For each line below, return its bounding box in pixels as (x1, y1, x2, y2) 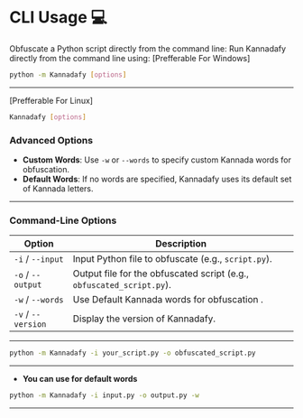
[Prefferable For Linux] (9, 95, 93, 106)
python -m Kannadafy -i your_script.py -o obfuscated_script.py (9, 348, 256, 358)
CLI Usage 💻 (9, 7, 108, 28)
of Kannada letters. (22, 182, 94, 194)
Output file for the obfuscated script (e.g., (72, 267, 250, 280)
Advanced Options (9, 134, 93, 146)
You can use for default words (22, 374, 138, 385)
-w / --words (14, 293, 65, 306)
